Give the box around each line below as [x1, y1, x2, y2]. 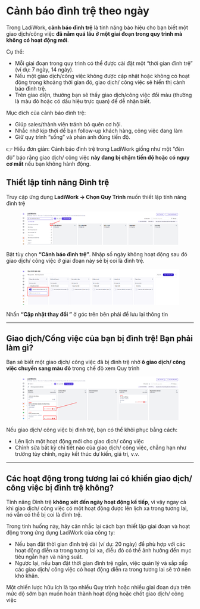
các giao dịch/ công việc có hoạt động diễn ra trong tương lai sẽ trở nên [14, 565, 191, 573]
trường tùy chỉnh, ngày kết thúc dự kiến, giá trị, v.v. [14, 450, 140, 458]
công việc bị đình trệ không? [6, 483, 114, 493]
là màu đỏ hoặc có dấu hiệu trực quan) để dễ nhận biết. [14, 97, 152, 105]
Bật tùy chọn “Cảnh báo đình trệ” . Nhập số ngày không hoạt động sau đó [6, 251, 187, 258]
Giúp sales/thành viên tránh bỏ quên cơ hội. [14, 120, 123, 128]
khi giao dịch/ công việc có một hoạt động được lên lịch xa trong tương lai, [6, 505, 189, 512]
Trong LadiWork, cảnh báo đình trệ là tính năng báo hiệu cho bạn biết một [6, 24, 189, 31]
